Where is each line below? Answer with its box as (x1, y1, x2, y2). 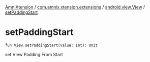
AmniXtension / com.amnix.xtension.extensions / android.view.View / (5, 4, 145, 10)
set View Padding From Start (5, 51, 63, 57)
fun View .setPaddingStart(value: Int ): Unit (5, 43, 98, 48)
